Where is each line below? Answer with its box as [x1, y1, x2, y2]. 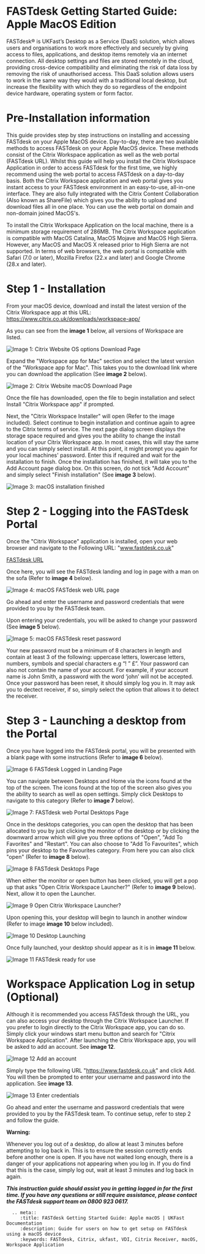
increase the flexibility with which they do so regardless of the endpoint [6, 83, 187, 90]
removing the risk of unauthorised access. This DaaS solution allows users [6, 70, 195, 77]
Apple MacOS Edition [6, 17, 117, 31]
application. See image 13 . [6, 1079, 73, 1087]
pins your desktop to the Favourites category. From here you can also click [6, 847, 195, 854]
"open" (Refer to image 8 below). [6, 853, 91, 860]
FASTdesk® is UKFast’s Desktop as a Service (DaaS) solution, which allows [6, 37, 195, 45]
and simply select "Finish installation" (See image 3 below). [6, 470, 157, 478]
